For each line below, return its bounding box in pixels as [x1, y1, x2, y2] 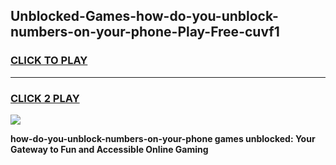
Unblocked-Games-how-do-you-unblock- [10, 8, 279, 25]
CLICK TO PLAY [10, 54, 88, 68]
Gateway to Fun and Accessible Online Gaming [10, 143, 209, 155]
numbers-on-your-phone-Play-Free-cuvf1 [10, 24, 280, 41]
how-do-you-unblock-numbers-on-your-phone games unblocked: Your [10, 132, 316, 144]
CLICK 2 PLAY [10, 91, 80, 105]
